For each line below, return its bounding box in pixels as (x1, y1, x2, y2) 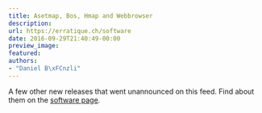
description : (8, 19, 52, 27)
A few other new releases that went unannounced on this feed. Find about (8, 86, 255, 96)
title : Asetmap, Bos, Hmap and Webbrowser (8, 11, 153, 20)
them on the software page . (8, 94, 101, 105)
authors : (8, 57, 38, 65)
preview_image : (8, 42, 60, 50)
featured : (8, 49, 42, 57)
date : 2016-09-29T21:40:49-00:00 (8, 34, 121, 43)
